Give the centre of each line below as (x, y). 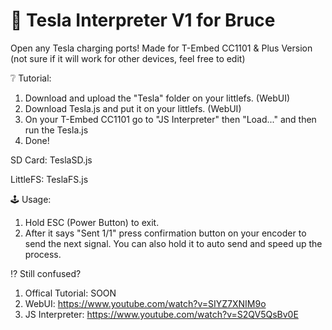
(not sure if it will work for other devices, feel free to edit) (128, 58)
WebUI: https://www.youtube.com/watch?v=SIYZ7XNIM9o (145, 303)
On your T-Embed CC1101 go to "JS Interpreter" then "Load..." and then (170, 119)
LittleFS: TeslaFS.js (49, 179)
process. (43, 254)
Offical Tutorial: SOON (70, 293)
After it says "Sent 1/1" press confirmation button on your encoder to (165, 233)
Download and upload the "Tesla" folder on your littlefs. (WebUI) (157, 98)
